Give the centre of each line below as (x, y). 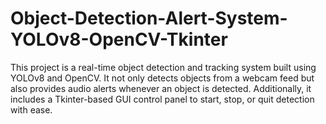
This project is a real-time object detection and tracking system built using (163, 67)
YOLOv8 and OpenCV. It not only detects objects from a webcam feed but (162, 78)
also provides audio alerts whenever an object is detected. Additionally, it (161, 88)
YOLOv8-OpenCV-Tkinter (119, 39)
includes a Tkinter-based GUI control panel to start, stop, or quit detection (162, 99)
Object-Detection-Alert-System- (149, 18)
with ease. (31, 109)
